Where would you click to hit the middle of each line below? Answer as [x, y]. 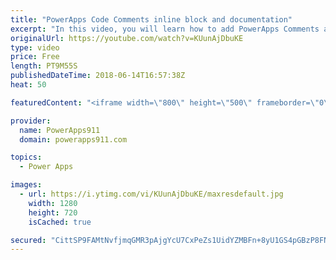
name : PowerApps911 [60, 130]
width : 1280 [53, 203]
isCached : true [60, 222]
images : [26, 185]
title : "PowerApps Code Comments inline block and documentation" [151, 19]
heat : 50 [28, 85]
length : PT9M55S [44, 66]
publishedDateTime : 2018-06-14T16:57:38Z [98, 76]
